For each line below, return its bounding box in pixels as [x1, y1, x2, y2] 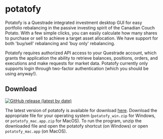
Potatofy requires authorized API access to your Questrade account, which [5, 50, 157, 56]
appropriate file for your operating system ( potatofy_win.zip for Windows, [5, 113, 156, 118]
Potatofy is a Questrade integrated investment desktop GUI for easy [5, 20, 142, 25]
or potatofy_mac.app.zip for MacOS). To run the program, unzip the [5, 117, 142, 123]
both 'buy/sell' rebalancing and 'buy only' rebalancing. [5, 40, 115, 46]
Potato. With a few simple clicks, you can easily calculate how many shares [5, 30, 158, 36]
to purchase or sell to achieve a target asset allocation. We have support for [5, 35, 159, 41]
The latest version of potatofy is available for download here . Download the [5, 107, 158, 113]
